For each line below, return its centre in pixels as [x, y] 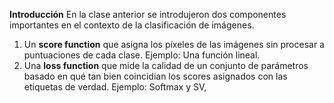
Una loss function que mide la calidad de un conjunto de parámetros [166, 65]
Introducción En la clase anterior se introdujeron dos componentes [148, 14]
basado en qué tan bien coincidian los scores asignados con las [155, 76]
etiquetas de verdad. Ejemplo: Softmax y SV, [115, 87]
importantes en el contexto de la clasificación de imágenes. [132, 25]
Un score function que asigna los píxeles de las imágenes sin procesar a [174, 44]
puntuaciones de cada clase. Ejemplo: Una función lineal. [142, 55]
